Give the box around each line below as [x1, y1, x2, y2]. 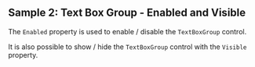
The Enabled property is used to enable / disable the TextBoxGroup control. [8, 26, 247, 36]
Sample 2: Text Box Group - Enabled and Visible [8, 6, 246, 19]
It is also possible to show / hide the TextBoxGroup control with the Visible [8, 42, 247, 51]
